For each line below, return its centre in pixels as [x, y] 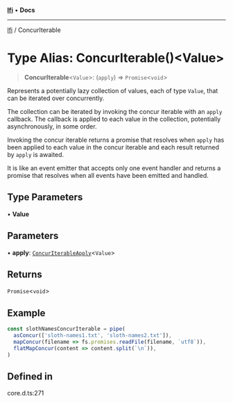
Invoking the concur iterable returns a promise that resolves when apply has [116, 140]
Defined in [30, 376]
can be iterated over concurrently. [56, 98]
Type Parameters [45, 197]
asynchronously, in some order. [52, 126]
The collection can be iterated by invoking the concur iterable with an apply [115, 111]
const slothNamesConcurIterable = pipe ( [67, 329]
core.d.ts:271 [26, 393]
